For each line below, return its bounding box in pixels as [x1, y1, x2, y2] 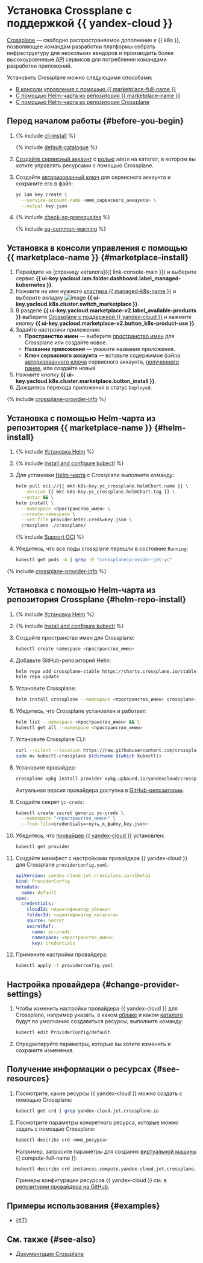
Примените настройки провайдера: [15, 951, 108, 958]
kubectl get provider [15, 844, 70, 850]
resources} [7, 1073, 50, 1084]
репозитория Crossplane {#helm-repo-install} [7, 594, 186, 605]
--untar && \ [21, 494, 54, 500]
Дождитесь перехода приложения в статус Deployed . [15, 384, 152, 391]
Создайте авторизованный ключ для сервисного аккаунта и [15, 173, 171, 181]
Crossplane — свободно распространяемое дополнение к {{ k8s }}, [7, 36, 181, 43]
